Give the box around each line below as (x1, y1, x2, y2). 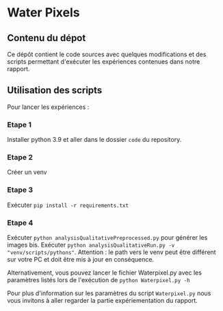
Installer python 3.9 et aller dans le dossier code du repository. (7, 136, 182, 144)
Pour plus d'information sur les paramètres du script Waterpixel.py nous (7, 289, 211, 297)
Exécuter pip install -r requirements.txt (7, 201, 129, 209)
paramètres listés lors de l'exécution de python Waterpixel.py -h (7, 276, 190, 284)
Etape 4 (7, 218, 34, 227)
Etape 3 (7, 185, 33, 195)
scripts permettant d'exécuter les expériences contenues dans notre (7, 58, 200, 66)
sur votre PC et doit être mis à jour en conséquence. (7, 256, 155, 263)
